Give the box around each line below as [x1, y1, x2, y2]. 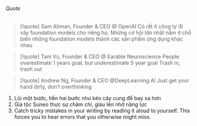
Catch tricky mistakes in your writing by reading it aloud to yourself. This [14, 107, 191, 114]
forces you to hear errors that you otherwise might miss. [14, 114, 151, 121]
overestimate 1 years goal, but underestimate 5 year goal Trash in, [19, 59, 180, 67]
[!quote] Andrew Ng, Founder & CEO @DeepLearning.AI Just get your [19, 77, 189, 84]
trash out [19, 65, 42, 73]
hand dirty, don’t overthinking [19, 83, 92, 91]
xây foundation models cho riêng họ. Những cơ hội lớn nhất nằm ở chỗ [19, 29, 192, 37]
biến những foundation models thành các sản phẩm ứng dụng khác [19, 35, 183, 42]
